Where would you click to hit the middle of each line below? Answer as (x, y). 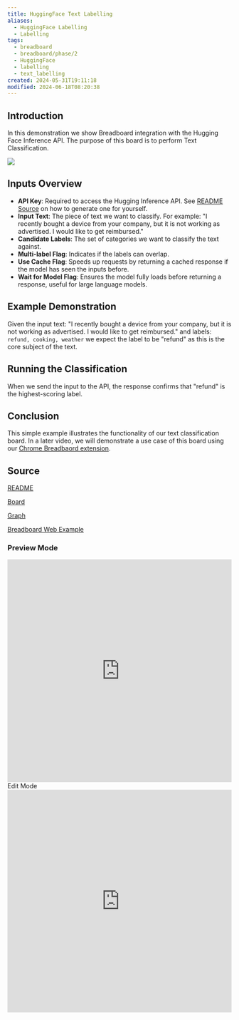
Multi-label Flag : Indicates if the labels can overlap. (93, 254)
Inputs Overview (45, 184)
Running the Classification (68, 369)
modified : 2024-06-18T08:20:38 (54, 87)
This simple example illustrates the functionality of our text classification (113, 433)
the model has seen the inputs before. (73, 269)
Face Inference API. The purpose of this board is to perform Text (102, 140)
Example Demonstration (62, 307)
